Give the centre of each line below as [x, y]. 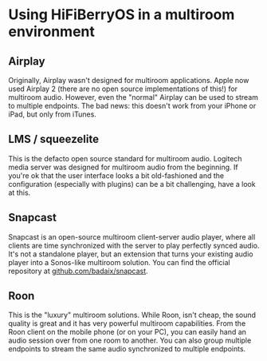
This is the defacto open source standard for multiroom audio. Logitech [125, 158]
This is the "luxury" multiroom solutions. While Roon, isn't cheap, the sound [132, 315]
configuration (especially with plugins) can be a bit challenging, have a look [132, 184]
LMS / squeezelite [54, 139]
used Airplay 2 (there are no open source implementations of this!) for [123, 89]
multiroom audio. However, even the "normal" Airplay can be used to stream [133, 97]
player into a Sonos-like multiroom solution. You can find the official [119, 262]
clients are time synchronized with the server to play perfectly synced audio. [134, 245]
